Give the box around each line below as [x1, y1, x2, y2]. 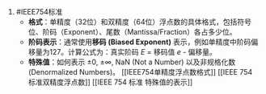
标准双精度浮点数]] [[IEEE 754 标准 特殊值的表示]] [27, 77, 193, 87]
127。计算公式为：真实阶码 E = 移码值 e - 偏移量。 [49, 47, 217, 56]
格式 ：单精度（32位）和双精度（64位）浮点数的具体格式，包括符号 [27, 17, 252, 27]
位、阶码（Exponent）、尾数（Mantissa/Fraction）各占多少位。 [27, 27, 237, 36]
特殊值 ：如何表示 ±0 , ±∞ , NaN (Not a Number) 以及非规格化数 [27, 57, 236, 67]
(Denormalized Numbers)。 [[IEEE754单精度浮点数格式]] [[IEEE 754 [27, 67, 253, 76]
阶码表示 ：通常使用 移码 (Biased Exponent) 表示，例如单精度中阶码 [27, 37, 251, 47]
